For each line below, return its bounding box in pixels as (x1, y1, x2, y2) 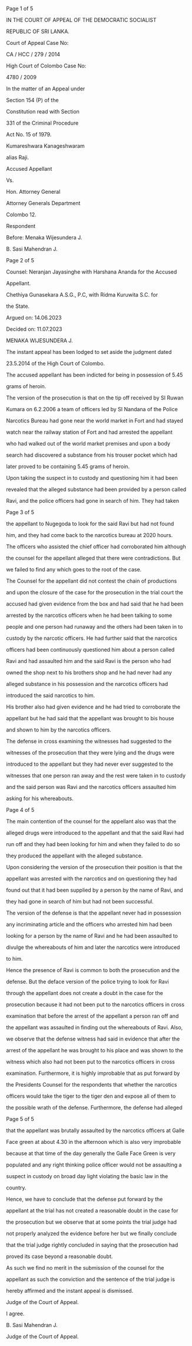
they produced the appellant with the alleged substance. (6, 852, 143, 859)
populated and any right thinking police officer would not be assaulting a (6, 1161, 182, 1168)
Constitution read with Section (6, 108, 80, 115)
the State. (6, 303, 30, 310)
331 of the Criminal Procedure (6, 119, 79, 126)
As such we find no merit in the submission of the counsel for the (6, 1264, 164, 1271)
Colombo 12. (6, 211, 37, 218)
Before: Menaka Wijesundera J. (6, 234, 82, 241)
